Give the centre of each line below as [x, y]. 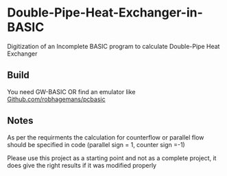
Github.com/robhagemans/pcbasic [56, 99]
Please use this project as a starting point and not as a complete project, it [112, 158]
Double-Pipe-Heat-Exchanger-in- [105, 13]
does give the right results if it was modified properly [82, 165]
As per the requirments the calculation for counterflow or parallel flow [106, 137]
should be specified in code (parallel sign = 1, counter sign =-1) [96, 144]
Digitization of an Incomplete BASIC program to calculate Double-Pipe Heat [113, 46]
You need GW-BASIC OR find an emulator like [71, 91]
